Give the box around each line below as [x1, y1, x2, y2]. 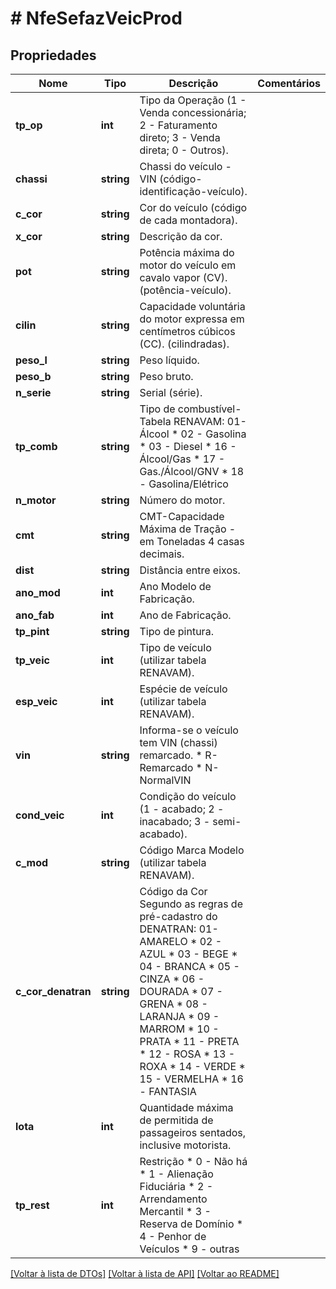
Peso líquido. [139, 353, 200, 367]
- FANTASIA [139, 1085, 197, 1098]
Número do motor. [139, 493, 226, 507]
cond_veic [15, 808, 65, 822]
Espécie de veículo [139, 682, 228, 696]
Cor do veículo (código [139, 201, 248, 214]
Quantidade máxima [139, 1101, 234, 1114]
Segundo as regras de [139, 897, 243, 911]
